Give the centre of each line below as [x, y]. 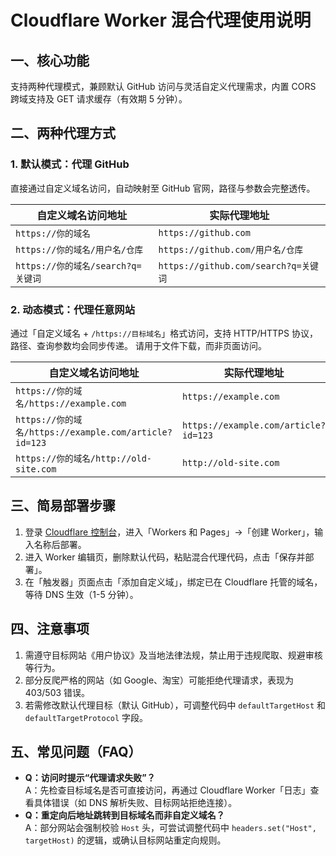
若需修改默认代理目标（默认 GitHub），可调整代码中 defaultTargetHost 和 [175, 705]
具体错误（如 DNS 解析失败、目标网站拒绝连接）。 [135, 803]
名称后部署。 [60, 544]
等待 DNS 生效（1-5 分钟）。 [81, 594]
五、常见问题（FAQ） [76, 752]
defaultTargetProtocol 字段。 [86, 717]
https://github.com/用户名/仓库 [231, 249]
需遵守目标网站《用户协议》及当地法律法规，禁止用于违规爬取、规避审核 [173, 655]
